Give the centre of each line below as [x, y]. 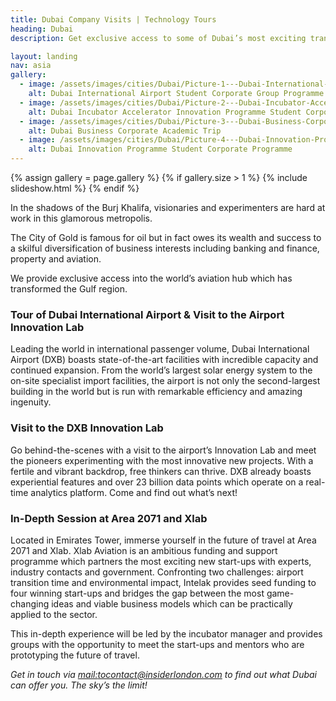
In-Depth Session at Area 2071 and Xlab [109, 518]
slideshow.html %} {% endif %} [75, 188]
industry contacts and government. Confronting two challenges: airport [157, 572]
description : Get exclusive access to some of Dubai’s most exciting [158, 38]
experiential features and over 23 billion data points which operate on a [157, 482]
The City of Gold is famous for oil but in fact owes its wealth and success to [166, 237]
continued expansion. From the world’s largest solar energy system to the [161, 370]
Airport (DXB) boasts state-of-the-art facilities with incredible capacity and [164, 360]
